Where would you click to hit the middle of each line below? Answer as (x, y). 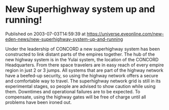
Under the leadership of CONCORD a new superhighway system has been (83, 49)
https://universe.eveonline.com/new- (125, 34)
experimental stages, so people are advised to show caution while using (80, 86)
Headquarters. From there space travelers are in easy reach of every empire (85, 65)
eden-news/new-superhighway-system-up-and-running (64, 39)
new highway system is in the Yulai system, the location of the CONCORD (82, 59)
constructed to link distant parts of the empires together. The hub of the (80, 54)
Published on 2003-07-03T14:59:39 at (46, 34)
